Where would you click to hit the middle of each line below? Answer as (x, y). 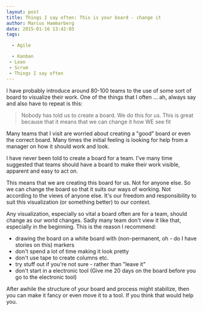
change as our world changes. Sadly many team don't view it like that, (94, 220)
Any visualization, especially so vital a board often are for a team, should (97, 213)
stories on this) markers (45, 245)
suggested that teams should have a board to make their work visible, (93, 164)
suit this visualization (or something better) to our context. (79, 202)
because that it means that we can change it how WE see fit (96, 121)
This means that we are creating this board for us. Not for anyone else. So (98, 182)
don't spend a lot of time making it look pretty (72, 251)
